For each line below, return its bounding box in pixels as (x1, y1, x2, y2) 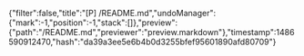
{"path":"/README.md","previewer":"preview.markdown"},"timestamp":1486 (8, 27, 295, 37)
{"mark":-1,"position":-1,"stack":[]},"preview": (8, 17, 178, 28)
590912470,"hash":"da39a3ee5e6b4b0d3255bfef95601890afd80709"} (8, 36, 277, 47)
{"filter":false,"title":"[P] (8, 8, 97, 18)
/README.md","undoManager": (98, 8, 216, 18)
